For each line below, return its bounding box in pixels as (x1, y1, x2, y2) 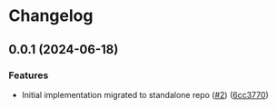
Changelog (8, 5, 94, 26)
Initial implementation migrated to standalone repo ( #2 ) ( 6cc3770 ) (21, 89, 269, 100)
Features (8, 69, 49, 82)
